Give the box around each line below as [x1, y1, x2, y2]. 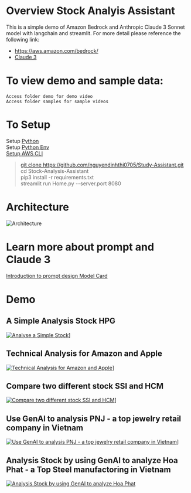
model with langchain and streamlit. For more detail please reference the [6, 29, 182, 36]
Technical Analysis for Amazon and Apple [6, 349, 162, 359]
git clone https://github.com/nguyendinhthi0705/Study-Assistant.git [20, 161, 184, 168]
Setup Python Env [6, 144, 50, 151]
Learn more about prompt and [6, 240, 154, 253]
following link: [6, 36, 40, 43]
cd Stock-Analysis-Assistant [20, 167, 89, 174]
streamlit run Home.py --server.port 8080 [20, 180, 121, 187]
